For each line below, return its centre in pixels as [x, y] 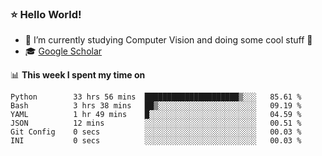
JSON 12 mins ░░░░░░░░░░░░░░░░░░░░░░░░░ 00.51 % [156, 123]
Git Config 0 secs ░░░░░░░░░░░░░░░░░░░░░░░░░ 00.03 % [156, 132]
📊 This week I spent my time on [78, 75]
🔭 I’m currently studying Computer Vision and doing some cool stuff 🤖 [168, 40]
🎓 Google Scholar [63, 51]
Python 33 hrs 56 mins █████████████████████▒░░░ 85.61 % [156, 97]
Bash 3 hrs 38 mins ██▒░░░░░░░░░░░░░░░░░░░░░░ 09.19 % [156, 106]
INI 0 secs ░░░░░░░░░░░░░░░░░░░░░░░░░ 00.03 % [156, 141]
